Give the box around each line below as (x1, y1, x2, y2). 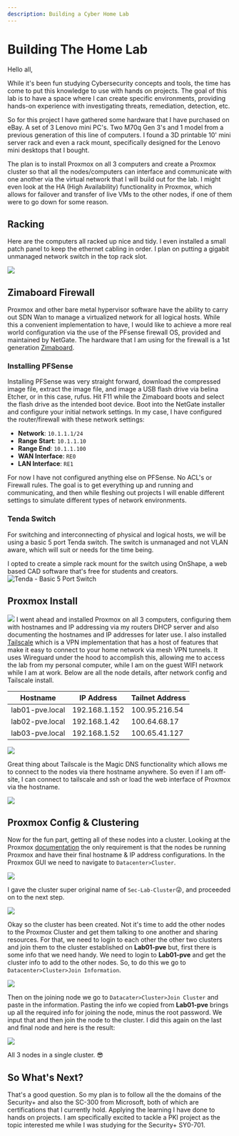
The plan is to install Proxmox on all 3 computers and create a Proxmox (7, 159, 216, 168)
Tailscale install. (7, 676, 54, 684)
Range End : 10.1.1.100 (17, 444, 86, 453)
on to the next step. (7, 893, 65, 902)
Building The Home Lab (7, 41, 148, 57)
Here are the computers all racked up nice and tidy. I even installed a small (7, 237, 226, 246)
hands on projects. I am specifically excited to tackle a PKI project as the (7, 1113, 221, 1122)
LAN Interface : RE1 (17, 459, 73, 468)
